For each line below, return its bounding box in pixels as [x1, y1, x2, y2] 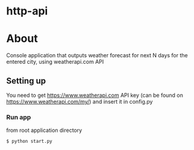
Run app [6, 113, 31, 121]
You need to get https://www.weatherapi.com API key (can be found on [6, 92, 184, 99]
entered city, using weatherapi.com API [6, 58, 104, 66]
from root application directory [6, 127, 83, 134]
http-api [6, 4, 48, 18]
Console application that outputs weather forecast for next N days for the [6, 52, 188, 59]
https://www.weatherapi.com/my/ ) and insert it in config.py [6, 98, 153, 105]
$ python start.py [6, 139, 52, 145]
